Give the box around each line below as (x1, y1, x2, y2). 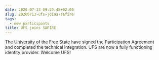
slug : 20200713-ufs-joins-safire (5, 12, 74, 17)
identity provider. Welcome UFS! (5, 50, 71, 56)
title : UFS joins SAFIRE (5, 26, 56, 30)
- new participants (9, 21, 50, 26)
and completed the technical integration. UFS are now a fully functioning (5, 44, 153, 50)
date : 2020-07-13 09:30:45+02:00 (5, 7, 74, 12)
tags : (5, 16, 16, 21)
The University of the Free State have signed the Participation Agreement (5, 39, 155, 45)
